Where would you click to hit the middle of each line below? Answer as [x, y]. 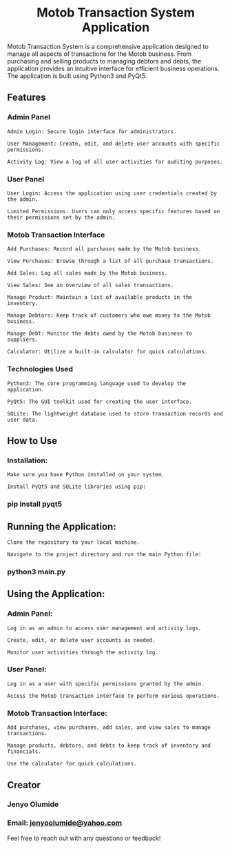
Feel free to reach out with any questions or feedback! [84, 838]
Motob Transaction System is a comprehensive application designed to [108, 46]
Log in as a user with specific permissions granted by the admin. [106, 684]
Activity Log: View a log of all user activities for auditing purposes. [115, 162]
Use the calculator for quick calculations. [72, 764]
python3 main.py [36, 572]
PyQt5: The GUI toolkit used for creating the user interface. [100, 402]
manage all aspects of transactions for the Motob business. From [100, 54]
